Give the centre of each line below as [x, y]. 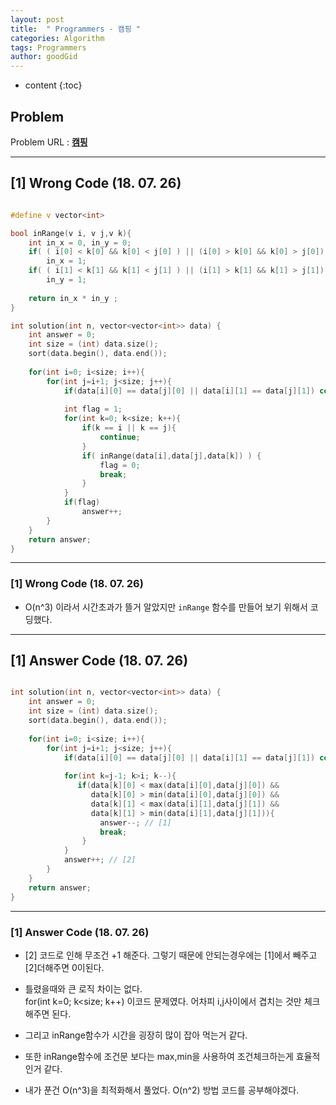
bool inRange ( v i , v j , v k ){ [71, 233]
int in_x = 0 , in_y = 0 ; [80, 242]
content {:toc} [53, 85]
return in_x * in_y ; [73, 298]
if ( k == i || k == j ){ [129, 428]
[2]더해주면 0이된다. [64, 967]
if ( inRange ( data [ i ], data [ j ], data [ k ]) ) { [171, 456]
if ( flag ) [82, 502]
